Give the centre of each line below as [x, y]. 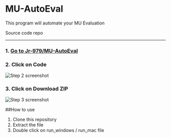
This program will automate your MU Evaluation [55, 23]
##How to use [20, 109]
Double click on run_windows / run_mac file [58, 130]
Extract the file [28, 125]
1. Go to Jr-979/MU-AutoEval [41, 50]
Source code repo [24, 33]
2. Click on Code [26, 64]
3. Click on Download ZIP [37, 89]
